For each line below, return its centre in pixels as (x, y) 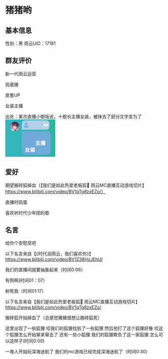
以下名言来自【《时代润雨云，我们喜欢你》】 (49, 254)
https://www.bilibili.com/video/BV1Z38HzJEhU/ (54, 260)
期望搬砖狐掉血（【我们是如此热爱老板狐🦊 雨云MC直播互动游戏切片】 (76, 185)
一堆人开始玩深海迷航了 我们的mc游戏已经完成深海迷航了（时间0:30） (78, 351)
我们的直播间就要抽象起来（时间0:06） (45, 270)
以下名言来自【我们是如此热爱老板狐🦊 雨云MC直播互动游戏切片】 (72, 302)
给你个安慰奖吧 (21, 243)
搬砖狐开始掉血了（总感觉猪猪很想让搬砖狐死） (54, 318)
